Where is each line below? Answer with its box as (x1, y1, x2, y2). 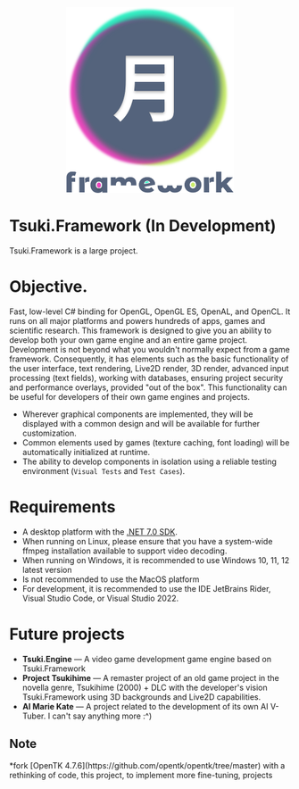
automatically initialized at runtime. (21, 446, 151, 457)
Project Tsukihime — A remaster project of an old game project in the (21, 672, 279, 683)
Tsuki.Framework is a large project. (9, 245, 138, 256)
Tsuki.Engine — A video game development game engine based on (21, 653, 272, 664)
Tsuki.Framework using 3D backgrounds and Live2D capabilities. (21, 691, 262, 702)
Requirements (9, 497, 116, 518)
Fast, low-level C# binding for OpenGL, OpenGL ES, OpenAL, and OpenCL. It (9, 306, 291, 317)
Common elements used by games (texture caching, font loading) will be (21, 436, 290, 448)
